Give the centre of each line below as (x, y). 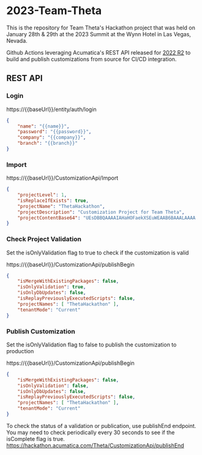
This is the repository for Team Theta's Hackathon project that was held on (101, 28)
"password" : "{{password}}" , (54, 132)
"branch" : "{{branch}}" (48, 143)
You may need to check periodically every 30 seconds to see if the (91, 432)
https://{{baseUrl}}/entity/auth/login (51, 109)
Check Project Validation (44, 239)
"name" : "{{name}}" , (43, 126)
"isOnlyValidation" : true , (52, 287)
